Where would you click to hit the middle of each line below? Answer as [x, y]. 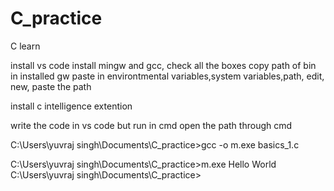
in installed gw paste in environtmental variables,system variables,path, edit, [167, 76]
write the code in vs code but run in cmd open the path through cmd [151, 125]
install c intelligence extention [71, 106]
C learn [25, 46]
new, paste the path [51, 86]
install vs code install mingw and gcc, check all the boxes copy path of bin [163, 65]
